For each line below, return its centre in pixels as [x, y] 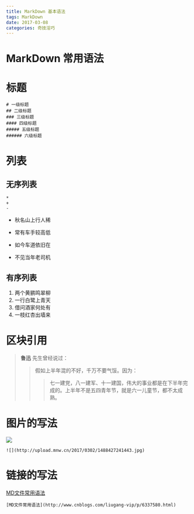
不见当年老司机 [32, 257]
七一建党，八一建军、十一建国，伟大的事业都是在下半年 [116, 383]
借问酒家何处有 [32, 308]
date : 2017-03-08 [27, 22]
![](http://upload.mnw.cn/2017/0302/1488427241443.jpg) [75, 451]
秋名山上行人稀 [32, 220]
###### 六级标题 [24, 136]
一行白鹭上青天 [32, 300]
